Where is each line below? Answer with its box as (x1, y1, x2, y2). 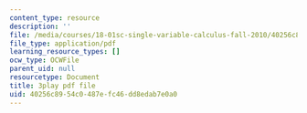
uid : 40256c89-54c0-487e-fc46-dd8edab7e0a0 (9, 89, 178, 98)
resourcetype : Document (9, 73, 101, 82)
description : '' (9, 22, 71, 31)
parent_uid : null (9, 65, 76, 74)
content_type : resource (9, 13, 101, 23)
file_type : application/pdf (9, 38, 117, 48)
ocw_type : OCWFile (9, 56, 79, 65)
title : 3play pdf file (9, 81, 96, 90)
